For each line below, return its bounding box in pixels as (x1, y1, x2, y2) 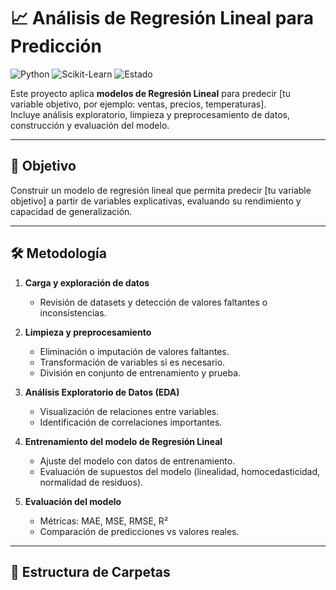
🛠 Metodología (10, 245, 107, 262)
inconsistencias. (39, 306, 107, 319)
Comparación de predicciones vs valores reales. (39, 525, 240, 537)
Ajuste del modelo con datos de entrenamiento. (39, 455, 236, 467)
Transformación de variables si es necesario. (39, 356, 226, 368)
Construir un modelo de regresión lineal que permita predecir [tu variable (10, 184, 312, 196)
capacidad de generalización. (10, 205, 133, 217)
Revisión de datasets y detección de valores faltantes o (39, 296, 268, 308)
